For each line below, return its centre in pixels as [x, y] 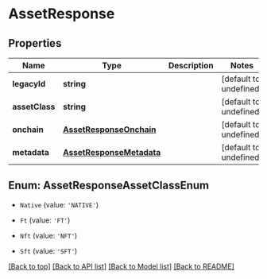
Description [191, 66]
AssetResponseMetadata [112, 152]
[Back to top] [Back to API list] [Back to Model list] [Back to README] [121, 266]
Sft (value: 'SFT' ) [48, 250]
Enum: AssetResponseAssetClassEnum [109, 186]
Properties [35, 43]
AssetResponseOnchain [109, 130]
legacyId [29, 84]
